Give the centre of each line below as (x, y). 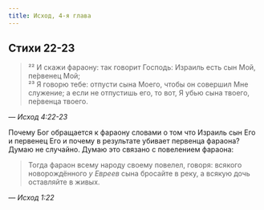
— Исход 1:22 (31, 198)
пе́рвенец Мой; (54, 76)
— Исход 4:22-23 (38, 117)
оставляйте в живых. (64, 182)
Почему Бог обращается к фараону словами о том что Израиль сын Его (132, 132)
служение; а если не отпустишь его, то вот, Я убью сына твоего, (139, 93)
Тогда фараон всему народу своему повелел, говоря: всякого (135, 165)
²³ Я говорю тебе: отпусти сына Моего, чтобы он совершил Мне (138, 84)
